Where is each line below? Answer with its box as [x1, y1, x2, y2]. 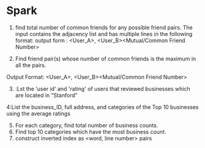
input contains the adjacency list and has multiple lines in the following [15, 30, 193, 37]
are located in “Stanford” [15, 91, 78, 99]
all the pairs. [15, 62, 46, 69]
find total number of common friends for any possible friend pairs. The [15, 24, 193, 31]
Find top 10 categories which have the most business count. [15, 128, 167, 135]
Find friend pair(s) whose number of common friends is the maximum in [15, 55, 196, 62]
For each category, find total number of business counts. [15, 121, 159, 129]
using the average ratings [6, 110, 71, 117]
